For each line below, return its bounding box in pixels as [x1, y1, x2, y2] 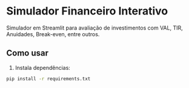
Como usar [6, 48, 49, 58]
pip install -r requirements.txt [6, 75, 91, 82]
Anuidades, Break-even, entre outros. [6, 30, 100, 37]
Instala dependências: [15, 64, 71, 71]
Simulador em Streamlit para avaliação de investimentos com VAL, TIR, [6, 24, 183, 31]
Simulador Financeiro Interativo [6, 4, 168, 18]
